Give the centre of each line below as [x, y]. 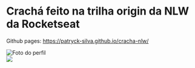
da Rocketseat [43, 24]
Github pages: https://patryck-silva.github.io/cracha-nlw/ [78, 41]
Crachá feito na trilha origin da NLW [98, 11]
